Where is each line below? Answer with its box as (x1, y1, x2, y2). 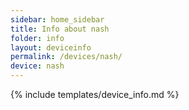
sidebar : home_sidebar (10, 14, 105, 25)
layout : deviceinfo (10, 42, 92, 53)
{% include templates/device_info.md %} (10, 89, 180, 100)
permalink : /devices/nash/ (10, 52, 123, 62)
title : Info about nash (10, 24, 110, 34)
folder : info (10, 33, 65, 43)
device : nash (10, 61, 65, 71)
